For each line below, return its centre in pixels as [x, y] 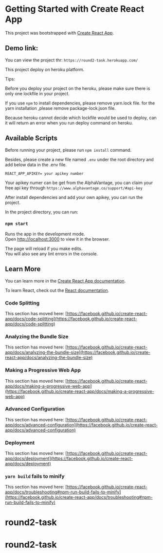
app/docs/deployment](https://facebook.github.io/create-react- [69, 459]
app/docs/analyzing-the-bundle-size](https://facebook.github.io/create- [78, 352]
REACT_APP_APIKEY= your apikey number [44, 174]
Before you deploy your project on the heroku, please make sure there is [78, 88]
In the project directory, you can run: [42, 212]
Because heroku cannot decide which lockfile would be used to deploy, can [81, 118]
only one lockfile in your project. [37, 93]
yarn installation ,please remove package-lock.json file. [60, 108]
